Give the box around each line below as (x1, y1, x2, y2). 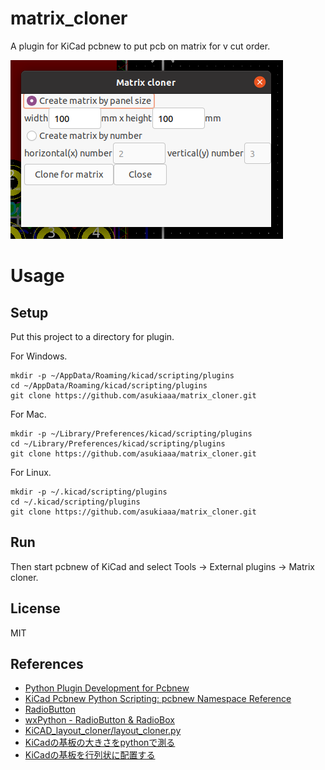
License (10, 600, 61, 617)
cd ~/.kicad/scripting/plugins (10, 497, 141, 507)
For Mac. (10, 408, 47, 420)
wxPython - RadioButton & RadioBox (24, 714, 175, 726)
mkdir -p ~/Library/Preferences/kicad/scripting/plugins (10, 428, 253, 439)
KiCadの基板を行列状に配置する (24, 749, 156, 761)
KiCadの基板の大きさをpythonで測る (24, 737, 176, 749)
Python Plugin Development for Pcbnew (24, 682, 190, 694)
